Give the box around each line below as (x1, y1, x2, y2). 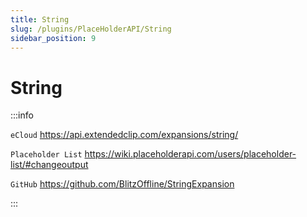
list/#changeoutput (10, 159, 89, 171)
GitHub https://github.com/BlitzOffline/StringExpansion (10, 178, 235, 190)
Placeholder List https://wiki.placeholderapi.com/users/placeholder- (10, 148, 297, 160)
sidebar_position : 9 (10, 33, 97, 43)
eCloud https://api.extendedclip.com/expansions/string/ (10, 129, 239, 141)
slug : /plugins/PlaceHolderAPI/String (10, 24, 172, 34)
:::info (10, 109, 34, 121)
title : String (10, 14, 70, 25)
